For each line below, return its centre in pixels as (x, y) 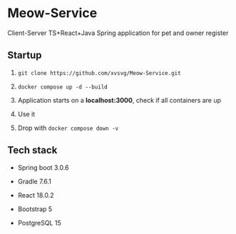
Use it (26, 114)
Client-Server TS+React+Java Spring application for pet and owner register (118, 33)
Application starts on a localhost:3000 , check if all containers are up (119, 100)
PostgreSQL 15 (40, 223)
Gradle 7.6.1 (35, 181)
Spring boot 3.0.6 (43, 167)
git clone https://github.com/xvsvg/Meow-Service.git (99, 73)
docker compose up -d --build (63, 87)
